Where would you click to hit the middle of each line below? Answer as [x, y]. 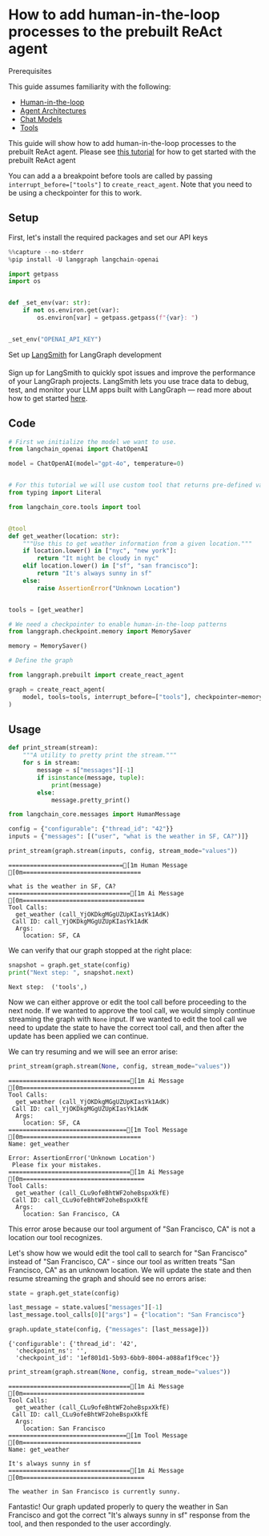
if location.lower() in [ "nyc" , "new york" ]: [100, 551]
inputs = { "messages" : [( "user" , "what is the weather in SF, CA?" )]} [128, 837]
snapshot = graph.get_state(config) [69, 965]
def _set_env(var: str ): [50, 303]
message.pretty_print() [90, 800]
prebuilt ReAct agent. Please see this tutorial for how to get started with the [132, 152]
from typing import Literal [55, 493]
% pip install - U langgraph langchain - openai [84, 259]
